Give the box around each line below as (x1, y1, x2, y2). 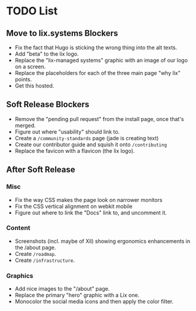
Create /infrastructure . (14, 256, 75, 264)
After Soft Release (6, 165, 76, 175)
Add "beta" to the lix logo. (14, 50, 79, 58)
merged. (14, 122, 36, 129)
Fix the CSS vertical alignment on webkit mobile (14, 203, 133, 210)
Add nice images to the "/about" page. (14, 285, 110, 292)
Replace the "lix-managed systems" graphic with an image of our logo (14, 57, 188, 64)
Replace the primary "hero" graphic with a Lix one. (14, 292, 140, 299)
